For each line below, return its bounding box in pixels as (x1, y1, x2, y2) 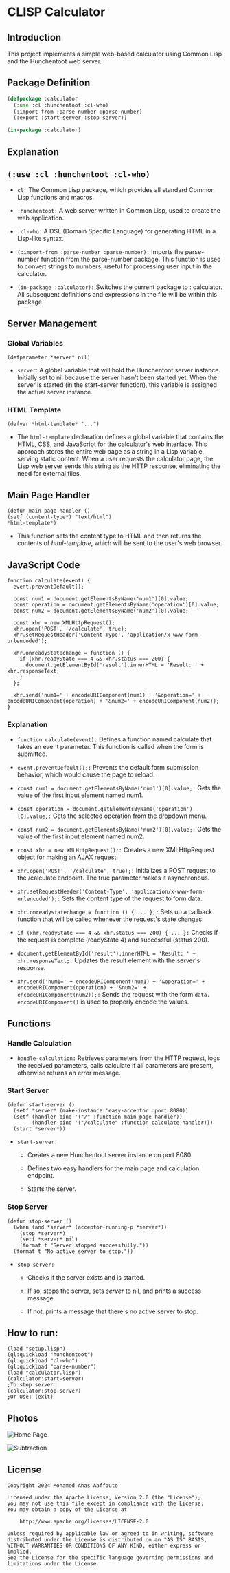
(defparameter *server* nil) (7, 354, 91, 361)
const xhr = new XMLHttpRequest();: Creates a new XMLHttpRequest (16, 846, 215, 854)
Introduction (7, 32, 62, 43)
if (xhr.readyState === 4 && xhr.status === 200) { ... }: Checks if (16, 929, 218, 937)
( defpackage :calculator (7, 95, 78, 102)
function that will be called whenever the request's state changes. (16, 915, 204, 923)
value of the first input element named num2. (16, 832, 145, 841)
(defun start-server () (7, 1101, 76, 1108)
